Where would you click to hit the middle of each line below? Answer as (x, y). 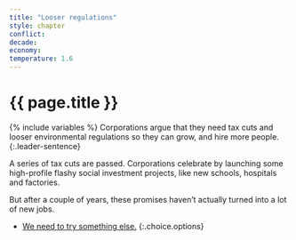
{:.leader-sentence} (45, 146)
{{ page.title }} (64, 103)
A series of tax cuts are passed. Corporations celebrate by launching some (146, 163)
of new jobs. (32, 209)
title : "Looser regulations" (63, 17)
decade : (24, 42)
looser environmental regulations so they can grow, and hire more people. (144, 136)
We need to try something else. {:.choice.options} (113, 226)
